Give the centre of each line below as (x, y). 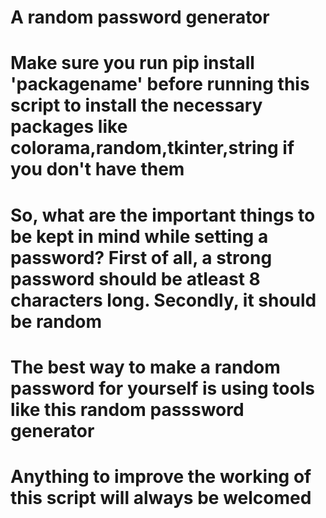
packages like (69, 127)
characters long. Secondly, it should (163, 300)
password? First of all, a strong (141, 257)
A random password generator (140, 17)
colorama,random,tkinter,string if (152, 148)
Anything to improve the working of (161, 476)
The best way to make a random (145, 367)
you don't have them (97, 169)
